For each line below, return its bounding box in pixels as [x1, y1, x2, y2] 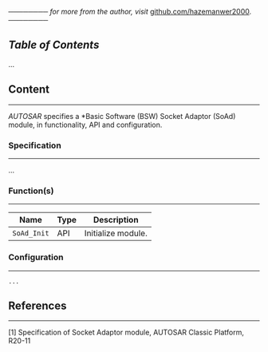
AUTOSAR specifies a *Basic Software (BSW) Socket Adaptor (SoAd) [8, 111, 236, 121]
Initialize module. [84, 227, 148, 239]
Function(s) [8, 185, 54, 196]
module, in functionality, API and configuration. [8, 120, 163, 129]
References [8, 299, 67, 312]
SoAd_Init [12, 229, 49, 238]
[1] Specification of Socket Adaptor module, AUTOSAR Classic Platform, [8, 327, 245, 338]
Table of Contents [8, 38, 100, 52]
